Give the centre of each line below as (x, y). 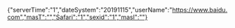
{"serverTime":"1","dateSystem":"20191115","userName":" (90, 10)
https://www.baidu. (200, 10)
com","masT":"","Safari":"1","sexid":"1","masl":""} (78, 17)
